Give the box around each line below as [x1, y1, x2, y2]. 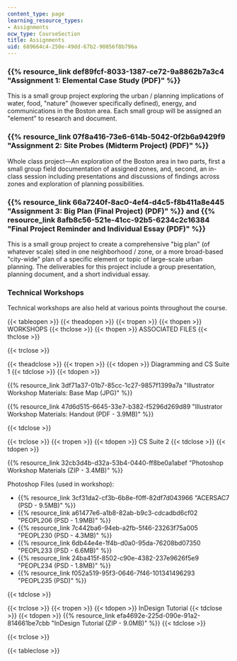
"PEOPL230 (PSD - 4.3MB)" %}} [17, 531, 112, 540]
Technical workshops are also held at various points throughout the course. [7, 304, 228, 312]
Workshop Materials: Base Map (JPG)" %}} [7, 389, 133, 397]
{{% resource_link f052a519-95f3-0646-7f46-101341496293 [17, 569, 195, 577]
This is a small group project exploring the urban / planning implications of [7, 91, 224, 100]
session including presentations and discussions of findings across [23, 171, 220, 181]
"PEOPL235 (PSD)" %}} [17, 577, 87, 585]
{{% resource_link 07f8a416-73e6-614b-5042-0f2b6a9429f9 [7, 132, 226, 142]
